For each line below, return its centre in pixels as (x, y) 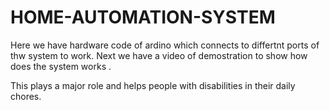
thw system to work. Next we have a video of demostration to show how (159, 55)
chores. (26, 96)
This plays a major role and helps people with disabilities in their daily (153, 85)
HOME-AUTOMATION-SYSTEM (143, 17)
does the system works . (61, 66)
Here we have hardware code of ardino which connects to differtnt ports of (165, 45)
